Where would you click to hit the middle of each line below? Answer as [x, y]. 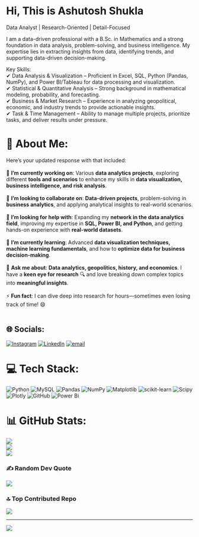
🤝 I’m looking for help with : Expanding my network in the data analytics [95, 217]
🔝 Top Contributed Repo [41, 498]
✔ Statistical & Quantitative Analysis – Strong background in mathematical [96, 88]
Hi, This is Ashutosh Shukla [75, 11]
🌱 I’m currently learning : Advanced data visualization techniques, [88, 242]
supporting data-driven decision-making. [56, 58]
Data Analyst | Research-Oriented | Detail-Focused [68, 27]
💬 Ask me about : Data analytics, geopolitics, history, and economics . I [94, 267]
